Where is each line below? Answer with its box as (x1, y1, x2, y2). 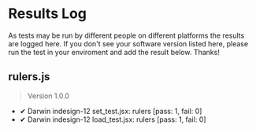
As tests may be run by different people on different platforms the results (8, 31, 245, 40)
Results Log (8, 5, 87, 23)
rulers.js (8, 70, 50, 83)
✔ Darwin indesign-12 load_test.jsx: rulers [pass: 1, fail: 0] (19, 115, 206, 124)
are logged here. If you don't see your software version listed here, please (8, 38, 249, 48)
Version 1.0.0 (27, 91, 69, 101)
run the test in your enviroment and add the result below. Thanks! (8, 47, 221, 57)
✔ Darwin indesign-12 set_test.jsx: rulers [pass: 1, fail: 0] (19, 106, 202, 115)
